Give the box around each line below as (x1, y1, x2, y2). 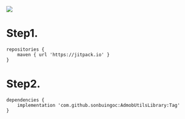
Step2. (6, 77, 41, 91)
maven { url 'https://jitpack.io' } (17, 51, 110, 57)
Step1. (6, 27, 38, 40)
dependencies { (6, 97, 45, 103)
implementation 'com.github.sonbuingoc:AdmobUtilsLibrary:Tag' (17, 102, 181, 108)
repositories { (6, 46, 45, 53)
